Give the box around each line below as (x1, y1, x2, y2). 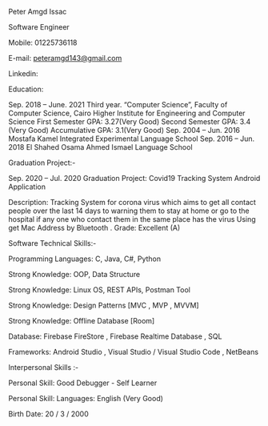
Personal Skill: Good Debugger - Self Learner (8, 378, 158, 388)
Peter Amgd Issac (8, 7, 67, 16)
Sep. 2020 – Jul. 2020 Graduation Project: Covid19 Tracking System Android (8, 174, 261, 183)
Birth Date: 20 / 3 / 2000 (8, 409, 90, 419)
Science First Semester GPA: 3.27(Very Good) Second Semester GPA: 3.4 (8, 117, 251, 127)
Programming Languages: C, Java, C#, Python (8, 254, 162, 263)
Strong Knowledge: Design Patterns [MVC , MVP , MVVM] (8, 300, 199, 310)
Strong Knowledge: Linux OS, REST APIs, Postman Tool (8, 285, 190, 295)
